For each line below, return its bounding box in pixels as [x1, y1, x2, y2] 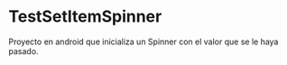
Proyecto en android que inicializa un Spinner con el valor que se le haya [8, 36, 279, 47]
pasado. [8, 45, 39, 56]
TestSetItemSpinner [8, 6, 162, 27]
